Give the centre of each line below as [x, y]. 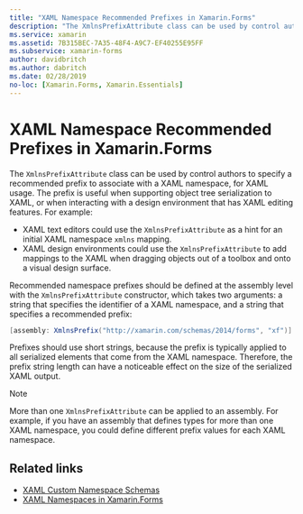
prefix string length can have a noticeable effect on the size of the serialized [151, 367]
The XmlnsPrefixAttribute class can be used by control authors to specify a [151, 173]
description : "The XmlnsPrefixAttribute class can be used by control [145, 26]
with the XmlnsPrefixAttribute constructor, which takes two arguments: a [146, 295]
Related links [46, 468]
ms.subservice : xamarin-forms [66, 51]
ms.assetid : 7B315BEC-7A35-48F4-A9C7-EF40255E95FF [106, 43]
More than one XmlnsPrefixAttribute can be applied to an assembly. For [144, 411]
